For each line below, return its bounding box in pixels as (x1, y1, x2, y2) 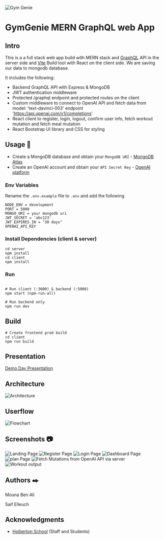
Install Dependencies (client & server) (5, 235, 97, 242)
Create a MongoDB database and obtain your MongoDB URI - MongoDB (12, 154, 154, 159)
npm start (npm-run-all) (5, 291, 56, 296)
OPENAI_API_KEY (5, 224, 36, 229)
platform (12, 169, 29, 175)
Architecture (5, 380, 45, 388)
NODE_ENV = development (5, 202, 54, 207)
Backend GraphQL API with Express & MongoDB (12, 84, 110, 90)
